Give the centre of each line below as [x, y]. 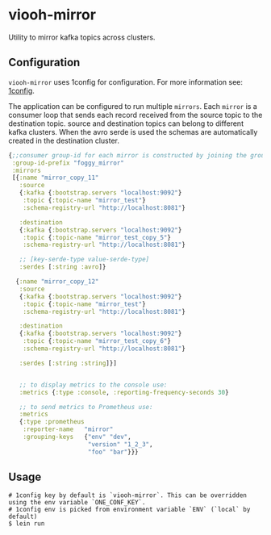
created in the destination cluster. [64, 140]
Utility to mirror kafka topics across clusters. [82, 37]
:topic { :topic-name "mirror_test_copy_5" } [97, 237]
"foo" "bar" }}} [113, 452]
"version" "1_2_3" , [120, 444]
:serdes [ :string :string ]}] [68, 363]
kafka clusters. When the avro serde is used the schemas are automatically [133, 132]
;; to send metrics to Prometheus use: [86, 407]
